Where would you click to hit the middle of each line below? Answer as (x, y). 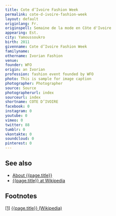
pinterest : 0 (19, 143)
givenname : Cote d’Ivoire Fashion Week (46, 47)
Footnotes (21, 196)
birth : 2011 (17, 42)
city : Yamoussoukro (25, 38)
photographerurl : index (30, 93)
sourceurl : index (23, 97)
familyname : (17, 51)
